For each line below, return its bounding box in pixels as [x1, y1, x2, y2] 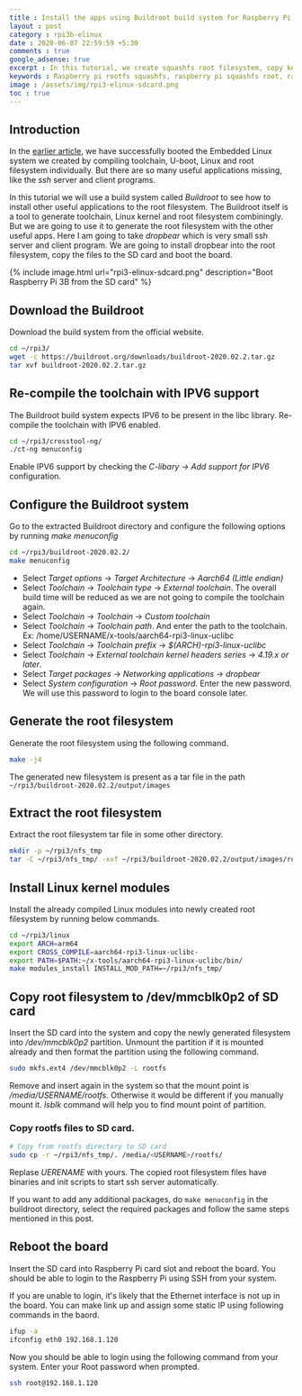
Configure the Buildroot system [9, 497, 190, 512]
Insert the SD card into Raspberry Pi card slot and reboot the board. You [9, 1263, 276, 1273]
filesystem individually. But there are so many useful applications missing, [9, 165, 283, 176]
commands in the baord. [9, 1309, 101, 1320]
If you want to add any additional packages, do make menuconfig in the [9, 1194, 268, 1205]
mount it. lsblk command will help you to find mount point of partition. [9, 1099, 267, 1109]
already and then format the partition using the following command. [9, 1046, 259, 1057]
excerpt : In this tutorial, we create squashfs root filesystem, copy [9, 64, 283, 73]
